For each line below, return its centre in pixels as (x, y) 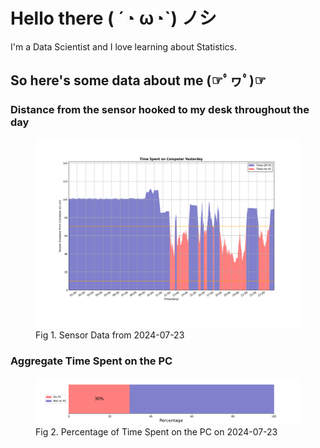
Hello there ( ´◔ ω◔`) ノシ (113, 18)
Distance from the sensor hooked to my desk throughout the (160, 110)
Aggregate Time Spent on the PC (91, 361)
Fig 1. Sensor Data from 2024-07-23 (110, 335)
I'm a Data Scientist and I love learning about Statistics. (123, 46)
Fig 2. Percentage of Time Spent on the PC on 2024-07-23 (156, 431)
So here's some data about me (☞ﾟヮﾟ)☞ (138, 80)
